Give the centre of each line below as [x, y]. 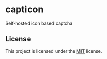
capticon [24, 9]
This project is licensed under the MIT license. [54, 51]
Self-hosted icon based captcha [39, 23]
